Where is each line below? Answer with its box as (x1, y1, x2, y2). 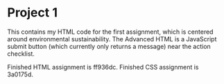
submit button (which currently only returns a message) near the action (7, 42, 212, 50)
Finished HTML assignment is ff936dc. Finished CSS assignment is (7, 63, 199, 71)
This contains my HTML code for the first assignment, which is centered (7, 28, 214, 36)
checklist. (7, 50, 35, 58)
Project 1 (7, 5, 58, 21)
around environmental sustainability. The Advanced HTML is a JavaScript (7, 34, 217, 43)
